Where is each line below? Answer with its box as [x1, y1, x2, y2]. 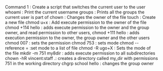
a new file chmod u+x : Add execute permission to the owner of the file [5, 19, 147, 25]
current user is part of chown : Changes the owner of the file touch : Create [5, 14, 156, 20]
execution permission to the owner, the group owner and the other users [5, 35, 150, 41]
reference [5, 45, 25, 51]
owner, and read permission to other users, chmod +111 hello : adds [5, 30, 140, 35]
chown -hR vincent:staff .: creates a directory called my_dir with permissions [5, 56, 158, 61]
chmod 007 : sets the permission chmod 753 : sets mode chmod [5, 40, 134, 45]
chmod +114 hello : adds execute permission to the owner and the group [5, 25, 149, 30]
